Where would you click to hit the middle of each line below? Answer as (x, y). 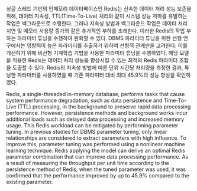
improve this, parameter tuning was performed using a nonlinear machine (96, 144)
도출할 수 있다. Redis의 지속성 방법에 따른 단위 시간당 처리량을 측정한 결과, (98, 67)
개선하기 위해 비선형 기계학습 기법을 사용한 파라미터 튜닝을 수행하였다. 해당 (92, 53)
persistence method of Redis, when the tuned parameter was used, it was (96, 169)
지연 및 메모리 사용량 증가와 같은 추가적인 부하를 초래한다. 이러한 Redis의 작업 (96, 31)
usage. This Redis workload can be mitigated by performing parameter (92, 125)
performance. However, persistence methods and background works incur (97, 113)
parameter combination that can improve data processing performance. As (97, 157)
